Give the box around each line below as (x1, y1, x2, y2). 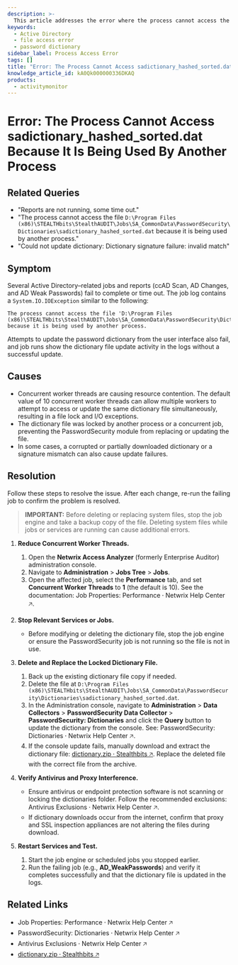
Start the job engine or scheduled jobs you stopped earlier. (28, 855, 200, 864)
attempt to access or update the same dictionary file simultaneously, (17, 404, 218, 413)
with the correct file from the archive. (28, 759, 137, 768)
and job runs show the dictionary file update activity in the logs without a (7, 342, 220, 351)
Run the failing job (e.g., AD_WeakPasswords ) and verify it (28, 863, 200, 871)
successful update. (7, 350, 64, 359)
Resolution (7, 470, 56, 482)
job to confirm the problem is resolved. (7, 496, 120, 505)
